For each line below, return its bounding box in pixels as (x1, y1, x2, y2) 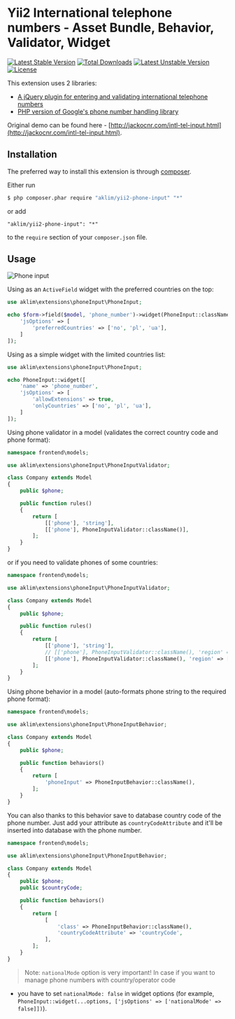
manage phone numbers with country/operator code (24, 976, 176, 984)
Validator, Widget (7, 35, 111, 50)
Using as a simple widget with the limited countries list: (7, 350, 166, 359)
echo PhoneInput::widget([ (7, 376, 86, 383)
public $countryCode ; (20, 885, 83, 892)
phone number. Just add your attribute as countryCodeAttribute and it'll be (7, 818, 222, 827)
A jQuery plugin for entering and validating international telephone (17, 92, 208, 101)
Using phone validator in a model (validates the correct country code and (7, 428, 218, 436)
